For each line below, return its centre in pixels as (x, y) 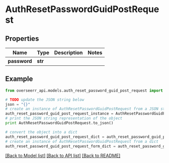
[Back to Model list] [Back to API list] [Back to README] (63, 156)
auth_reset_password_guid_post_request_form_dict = (60, 146)
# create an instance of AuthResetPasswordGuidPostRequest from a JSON (82, 109)
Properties (22, 38)
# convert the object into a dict (41, 132)
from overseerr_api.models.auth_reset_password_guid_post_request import (84, 91)
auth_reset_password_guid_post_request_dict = (55, 137)
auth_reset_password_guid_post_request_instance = (59, 114)
